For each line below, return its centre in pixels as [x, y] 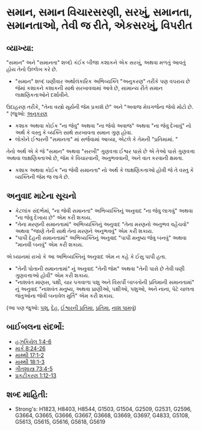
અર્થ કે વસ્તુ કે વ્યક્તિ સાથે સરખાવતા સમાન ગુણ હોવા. [74, 132]
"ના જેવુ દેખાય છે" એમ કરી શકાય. [53, 217]
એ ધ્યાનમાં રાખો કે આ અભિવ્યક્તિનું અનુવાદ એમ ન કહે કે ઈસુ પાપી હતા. [86, 256]
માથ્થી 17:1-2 [29, 355]
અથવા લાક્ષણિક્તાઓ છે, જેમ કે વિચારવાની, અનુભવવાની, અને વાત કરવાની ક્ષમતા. [95, 158]
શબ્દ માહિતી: [27, 395]
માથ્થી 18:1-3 [30, 362]
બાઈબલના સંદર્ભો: [36, 327]
